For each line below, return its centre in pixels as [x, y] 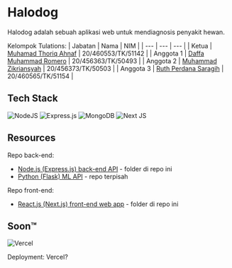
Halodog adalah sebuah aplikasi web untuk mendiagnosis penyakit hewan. [116, 32]
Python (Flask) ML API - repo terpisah [73, 176]
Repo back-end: [31, 155]
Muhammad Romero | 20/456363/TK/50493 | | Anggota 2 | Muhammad [112, 60]
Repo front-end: [31, 190]
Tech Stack [33, 98]
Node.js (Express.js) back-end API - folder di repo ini [95, 168]
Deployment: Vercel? [38, 257]
